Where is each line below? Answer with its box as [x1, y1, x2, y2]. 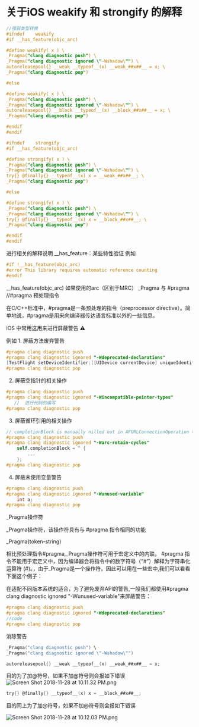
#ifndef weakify [6, 31, 54, 37]
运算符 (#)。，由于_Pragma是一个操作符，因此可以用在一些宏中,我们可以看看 [6, 565, 191, 572]
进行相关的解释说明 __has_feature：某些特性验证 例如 [6, 250, 136, 257]
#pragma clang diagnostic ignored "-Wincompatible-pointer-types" [6, 394, 174, 400]
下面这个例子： [6, 572, 43, 580]
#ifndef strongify [6, 140, 60, 146]
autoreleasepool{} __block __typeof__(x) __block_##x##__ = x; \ [6, 108, 171, 114]
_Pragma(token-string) [6, 538, 62, 545]
